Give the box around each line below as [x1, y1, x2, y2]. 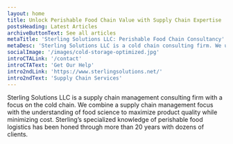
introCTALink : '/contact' [7, 55, 82, 62]
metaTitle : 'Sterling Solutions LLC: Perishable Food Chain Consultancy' [7, 36, 225, 43]
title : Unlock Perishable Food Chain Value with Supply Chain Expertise [7, 17, 222, 24]
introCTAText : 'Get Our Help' [7, 62, 95, 69]
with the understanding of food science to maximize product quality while [7, 108, 218, 116]
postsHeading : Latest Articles [7, 23, 98, 30]
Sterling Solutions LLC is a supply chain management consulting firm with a [7, 93, 223, 102]
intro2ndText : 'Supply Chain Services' [7, 74, 123, 82]
